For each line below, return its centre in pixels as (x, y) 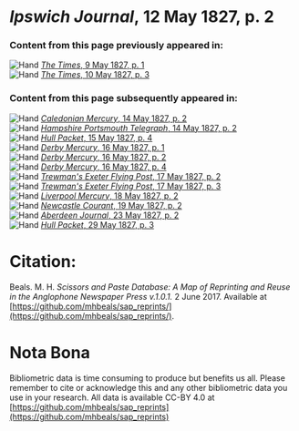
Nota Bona (50, 352)
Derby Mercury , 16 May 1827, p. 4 (103, 167)
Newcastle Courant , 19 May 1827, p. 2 (111, 205)
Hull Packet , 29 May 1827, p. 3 (98, 224)
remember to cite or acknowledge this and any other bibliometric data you (149, 387)
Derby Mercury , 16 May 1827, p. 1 (103, 147)
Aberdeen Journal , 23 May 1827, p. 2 (110, 215)
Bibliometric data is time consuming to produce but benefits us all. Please (147, 378)
